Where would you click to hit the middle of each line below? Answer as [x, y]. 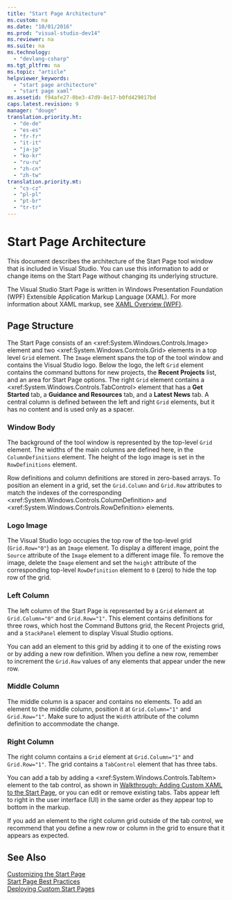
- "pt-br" [27, 201]
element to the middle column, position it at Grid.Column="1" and [99, 709]
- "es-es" [27, 130]
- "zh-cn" [27, 169]
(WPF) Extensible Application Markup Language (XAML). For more [102, 297]
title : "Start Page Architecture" [57, 14]
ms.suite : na [26, 46]
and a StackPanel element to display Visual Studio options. [90, 632]
